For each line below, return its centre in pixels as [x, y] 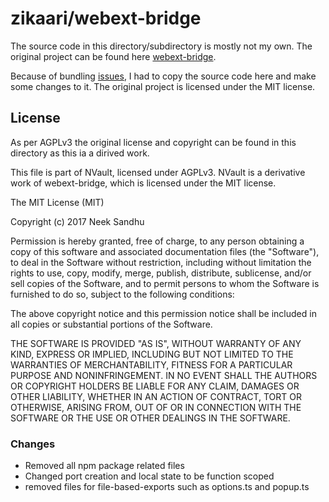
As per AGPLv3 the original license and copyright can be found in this [153, 142]
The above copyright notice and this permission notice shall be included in [163, 313]
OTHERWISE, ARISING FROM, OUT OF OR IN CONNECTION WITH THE [156, 407]
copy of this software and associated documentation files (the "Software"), [165, 251]
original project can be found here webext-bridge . [113, 56]
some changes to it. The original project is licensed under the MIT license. [163, 86]
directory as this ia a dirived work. [80, 153]
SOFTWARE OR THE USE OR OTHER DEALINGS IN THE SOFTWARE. [150, 418]
